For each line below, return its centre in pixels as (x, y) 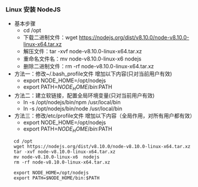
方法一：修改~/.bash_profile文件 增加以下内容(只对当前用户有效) (93, 74)
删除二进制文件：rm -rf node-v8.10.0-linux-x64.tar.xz (89, 67)
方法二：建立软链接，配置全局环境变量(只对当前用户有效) (84, 96)
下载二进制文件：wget (51, 38)
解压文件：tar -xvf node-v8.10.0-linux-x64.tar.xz (83, 52)
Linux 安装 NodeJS (33, 9)
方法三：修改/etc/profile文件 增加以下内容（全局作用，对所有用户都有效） (105, 116)
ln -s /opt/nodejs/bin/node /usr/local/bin (73, 108)
